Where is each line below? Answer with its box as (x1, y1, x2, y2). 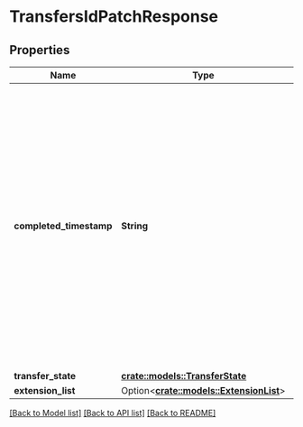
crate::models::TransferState (121, 370, 247, 382)
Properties (9, 42, 70, 58)
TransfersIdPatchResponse (9, 6, 219, 27)
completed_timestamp (14, 219, 113, 232)
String (121, 219, 149, 232)
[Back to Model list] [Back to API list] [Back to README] (9, 408, 216, 418)
